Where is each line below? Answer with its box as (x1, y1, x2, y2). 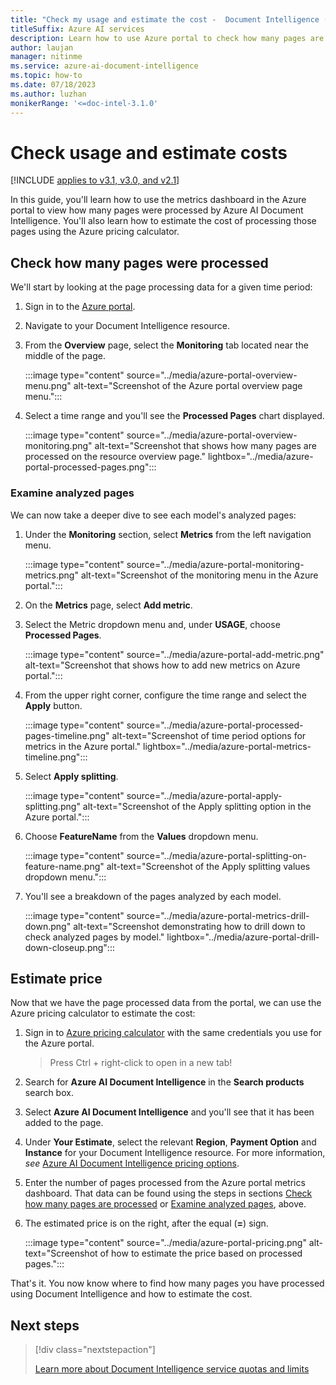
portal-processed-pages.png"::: (24, 461, 157, 473)
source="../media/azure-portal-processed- (126, 719, 304, 731)
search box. (24, 1087, 74, 1099)
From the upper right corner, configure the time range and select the (24, 689, 307, 701)
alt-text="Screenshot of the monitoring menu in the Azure (80, 569, 319, 581)
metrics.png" (24, 569, 79, 581)
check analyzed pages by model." (24, 931, 165, 943)
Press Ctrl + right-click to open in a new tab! (49, 1057, 233, 1069)
